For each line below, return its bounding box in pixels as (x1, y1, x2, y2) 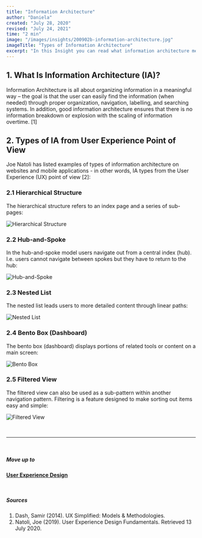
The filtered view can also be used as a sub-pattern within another (6, 389, 171, 396)
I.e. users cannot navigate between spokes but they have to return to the (6, 255, 186, 262)
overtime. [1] (6, 118, 37, 125)
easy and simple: (6, 402, 49, 409)
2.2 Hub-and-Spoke (6, 235, 66, 243)
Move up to (6, 456, 35, 463)
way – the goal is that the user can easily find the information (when (6, 93, 174, 100)
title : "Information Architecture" (6, 8, 96, 15)
